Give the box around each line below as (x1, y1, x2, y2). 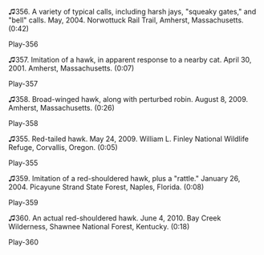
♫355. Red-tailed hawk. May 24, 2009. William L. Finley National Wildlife (8, 134, 249, 144)
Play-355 (8, 158, 39, 168)
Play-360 (8, 237, 39, 247)
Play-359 (8, 198, 39, 207)
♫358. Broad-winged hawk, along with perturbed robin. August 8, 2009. (8, 95, 249, 103)
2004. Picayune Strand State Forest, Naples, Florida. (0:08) (8, 182, 205, 192)
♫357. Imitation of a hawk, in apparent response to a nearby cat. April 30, (8, 55, 252, 64)
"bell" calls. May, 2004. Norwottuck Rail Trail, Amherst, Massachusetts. (8, 15, 244, 25)
